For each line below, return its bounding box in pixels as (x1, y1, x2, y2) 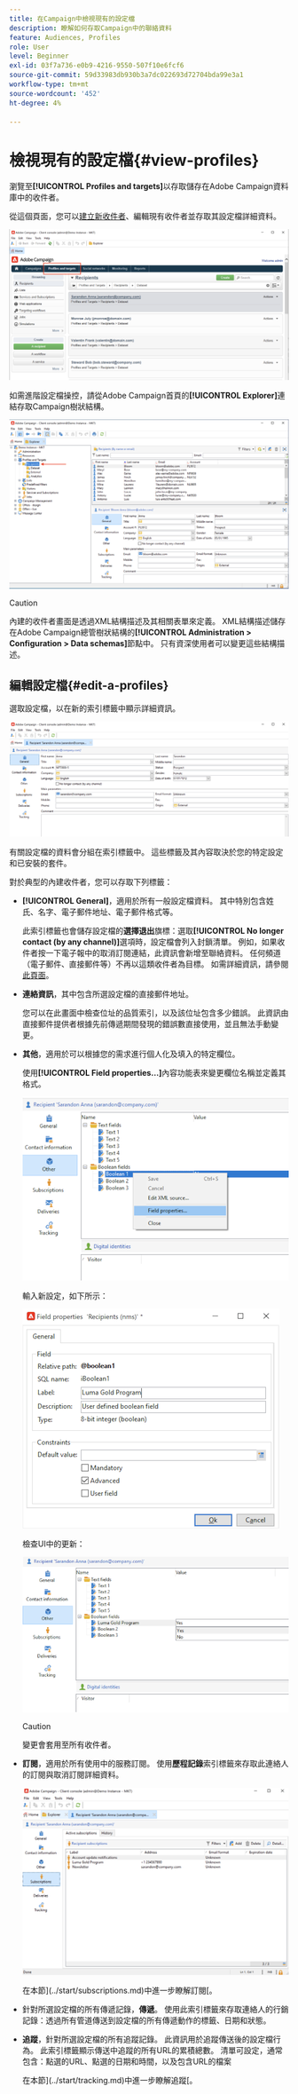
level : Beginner (9, 51, 69, 61)
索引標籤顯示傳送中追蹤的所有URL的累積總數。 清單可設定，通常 (47, 2044, 284, 2055)
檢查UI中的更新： (21, 1538, 85, 1549)
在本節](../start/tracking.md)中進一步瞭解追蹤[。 (21, 2074, 198, 2085)
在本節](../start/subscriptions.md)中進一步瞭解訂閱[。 (21, 1985, 217, 1995)
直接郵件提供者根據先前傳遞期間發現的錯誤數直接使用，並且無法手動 (21, 1019, 271, 1030)
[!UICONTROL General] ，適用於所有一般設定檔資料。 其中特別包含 (21, 896, 267, 906)
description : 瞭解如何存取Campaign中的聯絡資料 (9, 23, 173, 33)
